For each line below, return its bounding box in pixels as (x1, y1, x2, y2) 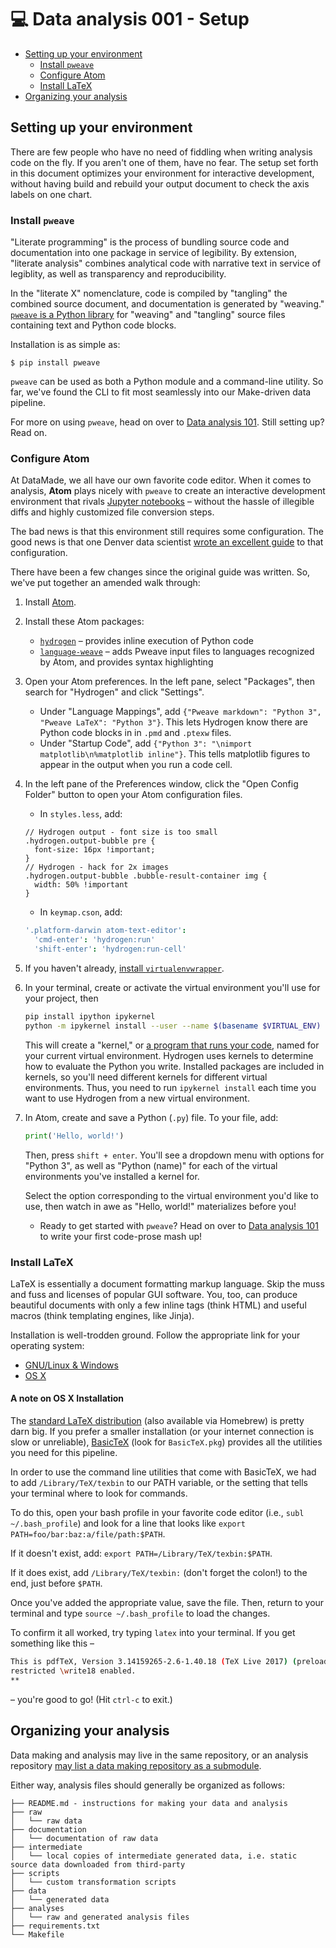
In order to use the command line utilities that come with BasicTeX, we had (10, 1466, 317, 1478)
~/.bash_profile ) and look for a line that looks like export (10, 1517, 246, 1530)
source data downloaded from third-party (10, 1859, 186, 1870)
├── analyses (10, 1903, 65, 1913)
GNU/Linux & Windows (24, 1359, 119, 1371)
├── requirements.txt (10, 1921, 101, 1931)
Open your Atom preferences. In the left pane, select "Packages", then (24, 676, 315, 688)
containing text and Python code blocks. (10, 319, 177, 331)
